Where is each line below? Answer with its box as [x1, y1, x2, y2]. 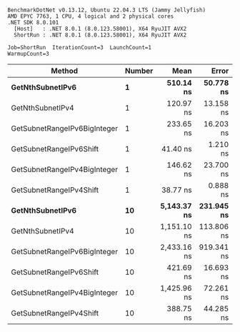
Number [124, 66, 154, 76]
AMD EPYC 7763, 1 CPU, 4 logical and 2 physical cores [7, 13, 174, 20]
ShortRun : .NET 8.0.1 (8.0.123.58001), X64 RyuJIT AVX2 [14, 31, 187, 39]
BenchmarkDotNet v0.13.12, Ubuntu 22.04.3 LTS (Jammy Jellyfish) [7, 6, 206, 14]
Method [51, 66, 79, 76]
